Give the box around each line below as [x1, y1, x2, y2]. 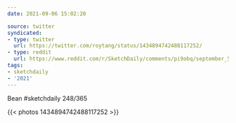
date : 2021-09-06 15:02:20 [7, 10, 86, 17]
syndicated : [7, 29, 42, 36]
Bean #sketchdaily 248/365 [7, 94, 88, 102]
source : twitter [7, 22, 55, 30]
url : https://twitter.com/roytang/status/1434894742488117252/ [13, 43, 202, 50]
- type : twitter [7, 36, 55, 43]
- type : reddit [7, 49, 52, 56]
